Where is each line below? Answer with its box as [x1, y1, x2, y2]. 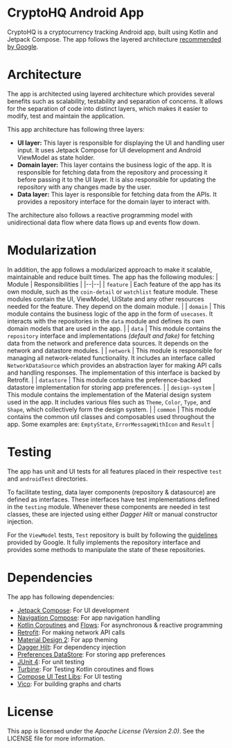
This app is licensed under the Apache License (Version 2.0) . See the [7, 727, 205, 735]
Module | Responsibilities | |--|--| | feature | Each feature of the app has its [7, 280, 222, 288]
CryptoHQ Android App [7, 5, 144, 21]
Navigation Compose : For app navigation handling [17, 613, 161, 621]
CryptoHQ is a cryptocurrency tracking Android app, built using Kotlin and [7, 28, 218, 36]
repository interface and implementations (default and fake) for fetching [7, 331, 215, 340]
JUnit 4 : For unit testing [17, 657, 85, 666]
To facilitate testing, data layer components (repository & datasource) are [7, 488, 216, 496]
